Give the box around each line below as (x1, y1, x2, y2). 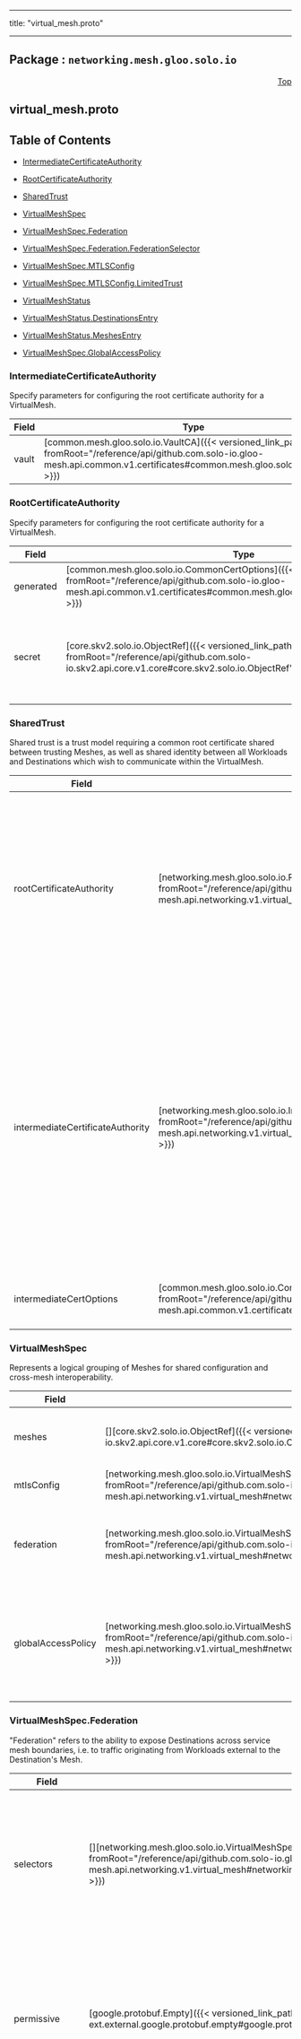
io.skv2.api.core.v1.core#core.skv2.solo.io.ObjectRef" (65, 661, 294, 674)
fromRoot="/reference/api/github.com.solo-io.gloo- (43, 448, 264, 460)
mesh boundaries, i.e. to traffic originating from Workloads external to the (9, 1744, 280, 1755)
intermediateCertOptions (13, 1293, 118, 1305)
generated (13, 579, 58, 592)
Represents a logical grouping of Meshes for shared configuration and (9, 1363, 269, 1373)
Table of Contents (9, 132, 112, 148)
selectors (13, 1858, 54, 1870)
